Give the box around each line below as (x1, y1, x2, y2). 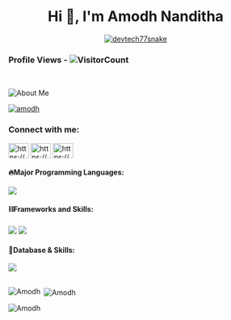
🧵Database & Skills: (8, 245, 75, 255)
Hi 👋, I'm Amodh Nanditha (48, 7, 224, 26)
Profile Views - (8, 54, 68, 65)
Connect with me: (8, 124, 80, 136)
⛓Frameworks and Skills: (8, 204, 94, 214)
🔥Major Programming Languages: (8, 167, 124, 177)
